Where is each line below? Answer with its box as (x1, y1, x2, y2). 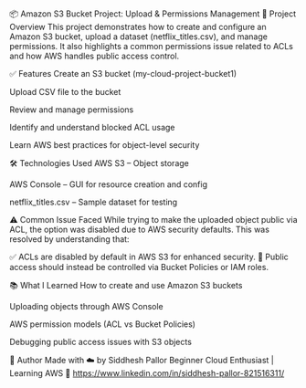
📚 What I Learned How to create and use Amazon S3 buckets (9, 280, 243, 290)
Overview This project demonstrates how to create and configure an (9, 22, 267, 32)
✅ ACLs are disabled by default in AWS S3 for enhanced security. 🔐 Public (9, 251, 290, 262)
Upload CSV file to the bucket (9, 87, 121, 97)
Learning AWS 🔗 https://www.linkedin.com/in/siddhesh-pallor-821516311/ (9, 368, 285, 378)
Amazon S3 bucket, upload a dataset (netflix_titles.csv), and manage (9, 31, 268, 42)
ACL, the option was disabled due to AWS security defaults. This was (9, 224, 269, 235)
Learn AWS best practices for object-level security (9, 140, 200, 150)
